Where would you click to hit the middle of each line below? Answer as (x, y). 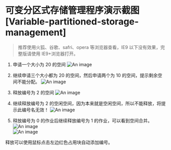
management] (36, 32)
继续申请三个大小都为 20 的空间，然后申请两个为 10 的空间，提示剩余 (85, 75)
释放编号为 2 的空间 (33, 92)
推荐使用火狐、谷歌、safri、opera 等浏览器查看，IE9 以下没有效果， (89, 47)
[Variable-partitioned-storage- (72, 22)
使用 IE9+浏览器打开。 (55, 54)
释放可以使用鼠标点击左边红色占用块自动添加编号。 (59, 142)
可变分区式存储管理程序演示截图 (72, 10)
